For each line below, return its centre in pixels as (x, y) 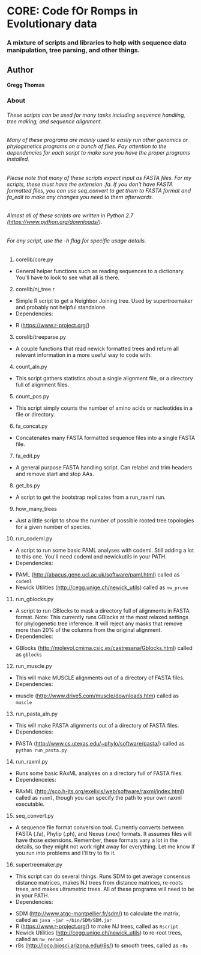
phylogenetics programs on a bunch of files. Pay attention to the (87, 146)
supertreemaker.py (39, 864)
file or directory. (35, 414)
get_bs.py (28, 485)
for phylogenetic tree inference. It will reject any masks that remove (99, 623)
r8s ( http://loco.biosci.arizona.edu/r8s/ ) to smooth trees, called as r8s (102, 945)
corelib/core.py (34, 259)
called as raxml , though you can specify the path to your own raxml (99, 797)
